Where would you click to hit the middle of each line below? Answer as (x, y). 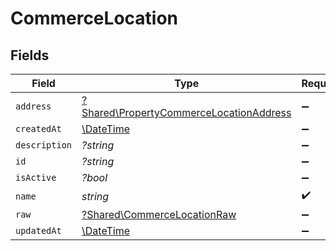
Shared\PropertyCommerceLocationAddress (186, 112)
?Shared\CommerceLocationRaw (159, 214)
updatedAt (38, 230)
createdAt (38, 128)
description (44, 145)
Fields (30, 55)
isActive (36, 177)
